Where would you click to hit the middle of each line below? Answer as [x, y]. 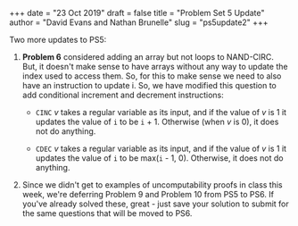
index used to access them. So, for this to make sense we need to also [152, 76]
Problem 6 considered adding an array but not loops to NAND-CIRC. [148, 57]
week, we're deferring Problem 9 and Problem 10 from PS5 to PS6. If [148, 194]
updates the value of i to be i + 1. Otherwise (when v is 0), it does [157, 121]
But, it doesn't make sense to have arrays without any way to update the [155, 67]
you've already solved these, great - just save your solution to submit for [156, 204]
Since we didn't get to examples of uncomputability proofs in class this [152, 185]
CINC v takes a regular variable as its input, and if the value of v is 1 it [161, 112]
